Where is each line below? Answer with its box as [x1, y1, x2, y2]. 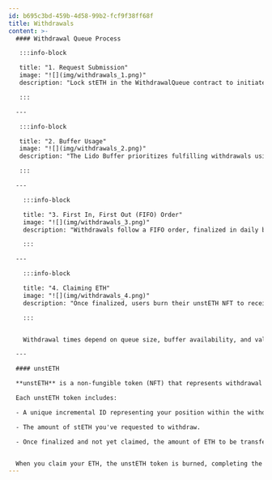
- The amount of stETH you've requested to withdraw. [15, 423, 201, 431]
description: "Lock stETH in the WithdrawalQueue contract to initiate [19, 79, 266, 87]
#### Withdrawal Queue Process [15, 34, 121, 43]
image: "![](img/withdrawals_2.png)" [19, 145, 147, 153]
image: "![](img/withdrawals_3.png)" [23, 218, 151, 227]
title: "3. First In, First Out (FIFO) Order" [23, 210, 183, 219]
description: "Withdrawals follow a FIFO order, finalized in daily [23, 226, 259, 234]
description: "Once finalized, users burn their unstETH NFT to [23, 299, 244, 308]
